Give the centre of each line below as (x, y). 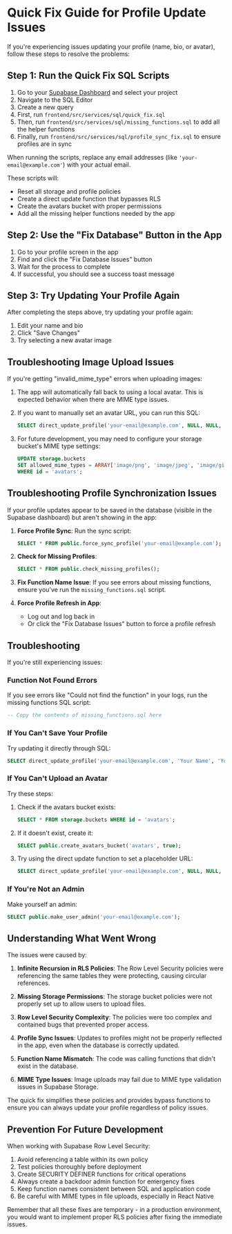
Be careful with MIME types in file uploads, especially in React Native (115, 1196)
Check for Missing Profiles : (57, 556)
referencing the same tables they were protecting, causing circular (112, 976)
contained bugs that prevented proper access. (83, 1024)
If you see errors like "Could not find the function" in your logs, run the (107, 695)
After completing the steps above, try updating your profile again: (100, 312)
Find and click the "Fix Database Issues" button (85, 259)
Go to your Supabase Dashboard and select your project (97, 92)
